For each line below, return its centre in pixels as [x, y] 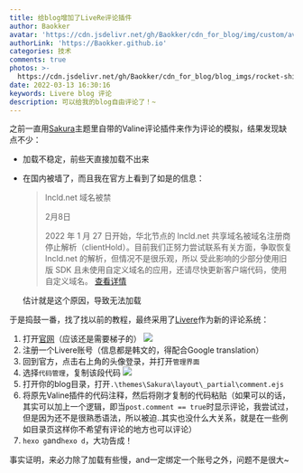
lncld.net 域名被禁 [78, 198]
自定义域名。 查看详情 [86, 281]
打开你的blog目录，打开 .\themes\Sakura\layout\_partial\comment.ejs [153, 384]
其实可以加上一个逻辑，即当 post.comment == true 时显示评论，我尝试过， [157, 407]
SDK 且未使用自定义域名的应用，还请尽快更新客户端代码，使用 [171, 270]
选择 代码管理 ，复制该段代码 [72, 373]
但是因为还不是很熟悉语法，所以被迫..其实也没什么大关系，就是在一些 [151, 418]
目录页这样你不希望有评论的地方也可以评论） [113, 430]
